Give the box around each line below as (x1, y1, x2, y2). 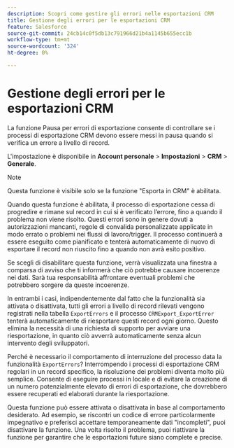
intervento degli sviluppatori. (7, 339, 89, 347)
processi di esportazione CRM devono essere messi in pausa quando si (7, 131, 213, 139)
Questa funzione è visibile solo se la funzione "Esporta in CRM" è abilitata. (7, 186, 221, 195)
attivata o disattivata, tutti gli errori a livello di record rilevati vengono (7, 302, 205, 310)
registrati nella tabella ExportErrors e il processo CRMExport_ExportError (7, 309, 214, 317)
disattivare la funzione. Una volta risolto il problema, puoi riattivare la (7, 425, 205, 434)
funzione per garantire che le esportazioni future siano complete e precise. (7, 433, 223, 441)
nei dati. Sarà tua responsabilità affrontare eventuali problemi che (7, 273, 196, 281)
